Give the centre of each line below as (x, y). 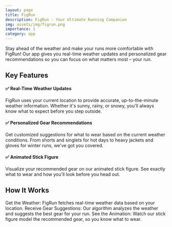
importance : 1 (20, 29)
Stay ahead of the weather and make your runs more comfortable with (79, 48)
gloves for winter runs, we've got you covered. (55, 145)
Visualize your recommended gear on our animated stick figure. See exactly (85, 169)
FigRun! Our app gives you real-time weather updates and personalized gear (86, 54)
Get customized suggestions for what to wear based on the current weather (85, 134)
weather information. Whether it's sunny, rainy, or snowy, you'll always (80, 106)
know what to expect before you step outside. (54, 111)
